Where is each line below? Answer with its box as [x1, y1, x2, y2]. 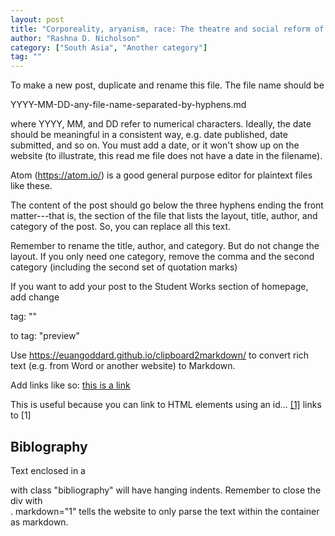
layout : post [10, 14, 65, 25]
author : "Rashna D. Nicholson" [10, 33, 141, 43]
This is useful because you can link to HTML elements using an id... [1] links [10, 399, 322, 411]
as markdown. [10, 516, 69, 528]
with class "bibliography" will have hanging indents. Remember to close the [10, 484, 322, 496]
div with [10, 494, 43, 506]
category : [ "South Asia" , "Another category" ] [10, 42, 208, 53]
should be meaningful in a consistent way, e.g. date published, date [10, 129, 288, 141]
